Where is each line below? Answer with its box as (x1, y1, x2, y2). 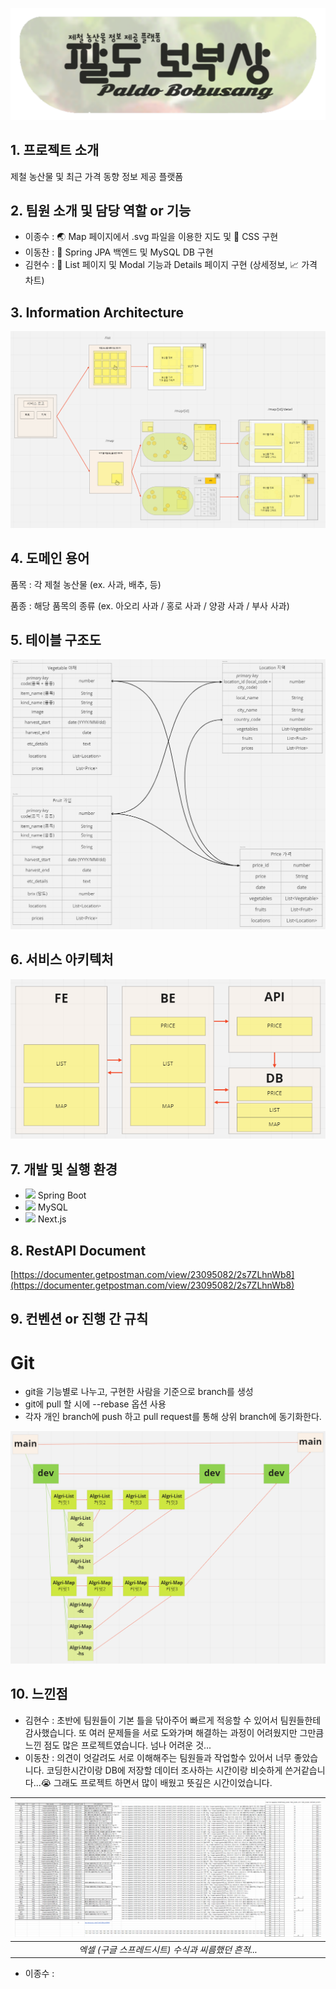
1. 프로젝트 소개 (10, 142, 100, 159)
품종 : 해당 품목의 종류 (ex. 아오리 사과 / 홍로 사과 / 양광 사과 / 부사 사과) (10, 599, 290, 612)
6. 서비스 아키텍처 (10, 951, 114, 968)
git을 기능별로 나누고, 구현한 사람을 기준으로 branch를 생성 (24, 1386, 254, 1398)
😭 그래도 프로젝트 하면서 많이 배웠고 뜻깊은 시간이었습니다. (40, 1776, 273, 1788)
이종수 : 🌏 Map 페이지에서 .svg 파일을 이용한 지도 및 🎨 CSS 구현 (24, 231, 279, 243)
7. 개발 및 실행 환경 (10, 1161, 118, 1178)
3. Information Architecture (10, 304, 185, 321)
